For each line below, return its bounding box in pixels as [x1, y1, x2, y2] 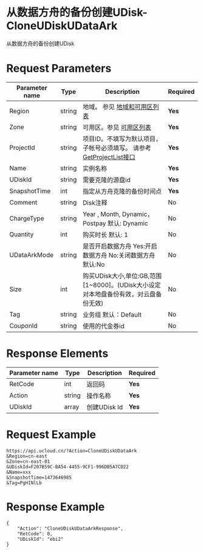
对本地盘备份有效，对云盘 [83, 290, 156, 298]
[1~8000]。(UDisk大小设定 [83, 281, 161, 289]
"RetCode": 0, [17, 530, 53, 537]
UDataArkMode [9, 250, 53, 259]
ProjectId [9, 143, 35, 152]
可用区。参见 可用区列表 [83, 123, 152, 132]
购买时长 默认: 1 [83, 230, 129, 239]
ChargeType [9, 214, 44, 222]
